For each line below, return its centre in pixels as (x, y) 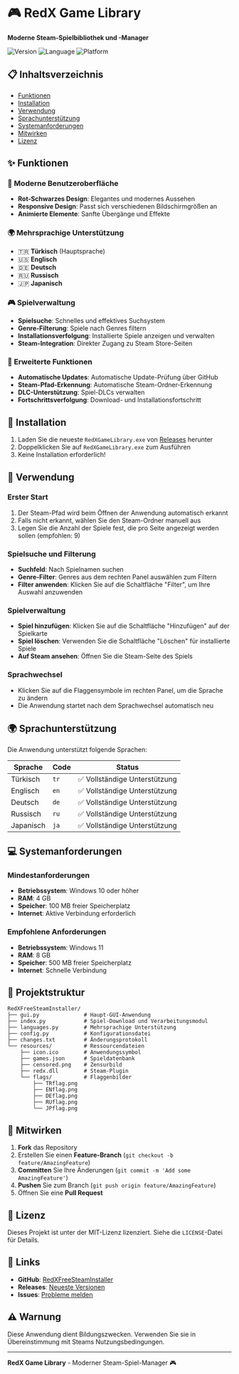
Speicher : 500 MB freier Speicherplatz (74, 963)
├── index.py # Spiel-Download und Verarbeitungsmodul (108, 1022)
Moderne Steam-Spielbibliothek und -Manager (78, 37)
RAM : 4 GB (34, 898)
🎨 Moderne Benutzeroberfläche (63, 184)
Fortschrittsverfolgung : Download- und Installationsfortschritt (109, 400)
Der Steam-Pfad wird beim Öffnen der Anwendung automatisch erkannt (123, 513)
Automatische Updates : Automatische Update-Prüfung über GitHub (118, 377)
